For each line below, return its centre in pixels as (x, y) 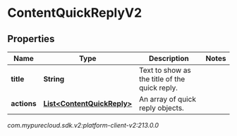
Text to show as (165, 70)
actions (24, 103)
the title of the (162, 79)
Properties (31, 39)
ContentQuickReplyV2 (75, 13)
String (54, 79)
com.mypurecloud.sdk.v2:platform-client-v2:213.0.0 (83, 125)
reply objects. (162, 108)
